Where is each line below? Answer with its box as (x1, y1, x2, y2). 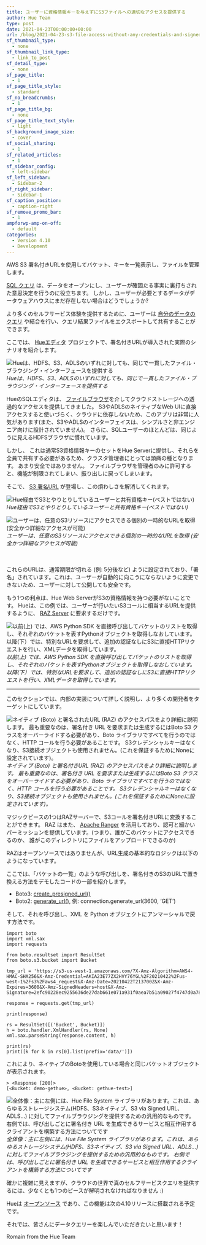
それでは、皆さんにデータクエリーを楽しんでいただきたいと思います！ (6, 1220, 183, 1228)
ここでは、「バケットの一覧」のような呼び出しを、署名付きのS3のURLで (6, 870, 188, 877)
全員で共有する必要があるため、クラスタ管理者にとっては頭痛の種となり (6, 454, 188, 461)
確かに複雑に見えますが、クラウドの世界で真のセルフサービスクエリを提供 (6, 1179, 194, 1186)
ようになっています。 (6, 857, 59, 864)
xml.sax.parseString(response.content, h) (6, 1032, 116, 1039)
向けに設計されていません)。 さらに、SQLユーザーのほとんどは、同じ (17, 426, 192, 433)
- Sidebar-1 (12, 192, 43, 198)
